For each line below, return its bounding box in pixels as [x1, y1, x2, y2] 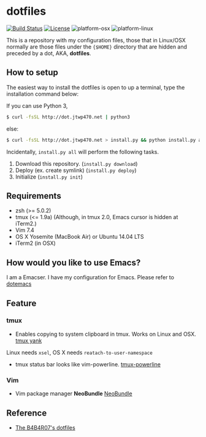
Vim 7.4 [15, 226, 35, 234]
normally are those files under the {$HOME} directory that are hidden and [6, 43, 188, 50]
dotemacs [6, 280, 32, 288]
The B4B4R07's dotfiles [15, 423, 75, 431]
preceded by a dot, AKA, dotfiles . [6, 49, 91, 56]
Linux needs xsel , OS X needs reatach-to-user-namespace [6, 349, 153, 356]
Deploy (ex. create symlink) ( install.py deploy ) [15, 166, 137, 174]
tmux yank [15, 336, 42, 344]
